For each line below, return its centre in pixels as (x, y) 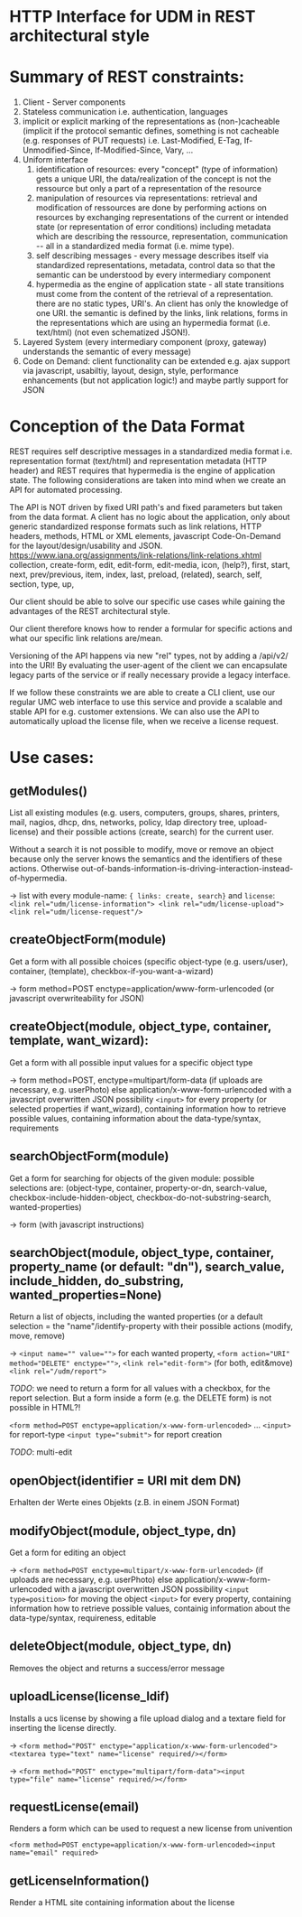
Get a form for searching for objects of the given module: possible (132, 1178)
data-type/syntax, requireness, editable (83, 1617)
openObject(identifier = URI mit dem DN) (125, 1480)
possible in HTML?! (45, 1408)
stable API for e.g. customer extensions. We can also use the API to (134, 712)
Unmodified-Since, (57, 150)
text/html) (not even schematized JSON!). (113, 332)
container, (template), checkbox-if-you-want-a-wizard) (111, 971)
